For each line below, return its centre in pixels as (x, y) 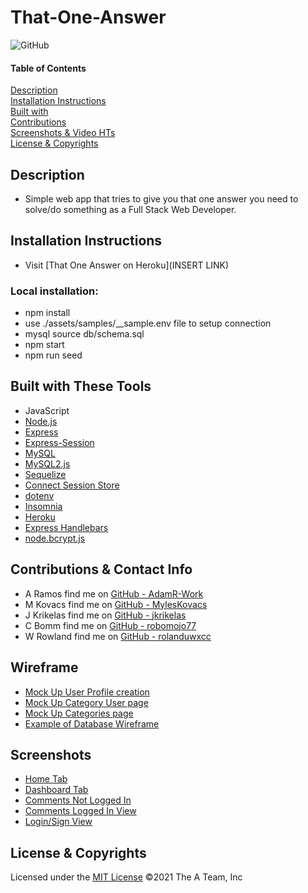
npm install (47, 313)
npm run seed (53, 355)
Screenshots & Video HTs (63, 133)
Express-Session (59, 442)
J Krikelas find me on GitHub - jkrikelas (105, 615)
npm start (44, 345)
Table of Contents (48, 68)
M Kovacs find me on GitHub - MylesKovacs (116, 604)
